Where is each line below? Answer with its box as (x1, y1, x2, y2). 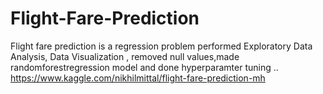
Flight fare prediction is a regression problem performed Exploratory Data (10, 40, 313, 52)
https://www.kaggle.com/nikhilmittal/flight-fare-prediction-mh (10, 72, 266, 84)
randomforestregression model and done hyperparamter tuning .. (10, 61, 279, 73)
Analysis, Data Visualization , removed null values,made (10, 50, 240, 62)
